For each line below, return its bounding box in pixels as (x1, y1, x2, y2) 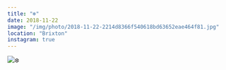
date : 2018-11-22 (7, 17, 59, 24)
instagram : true (7, 36, 55, 43)
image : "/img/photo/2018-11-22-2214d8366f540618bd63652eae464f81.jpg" (7, 23, 220, 30)
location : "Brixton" (7, 29, 69, 37)
